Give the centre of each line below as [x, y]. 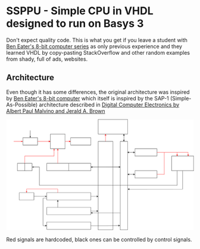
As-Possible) [22, 105]
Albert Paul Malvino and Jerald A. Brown [56, 111]
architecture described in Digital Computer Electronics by [109, 105]
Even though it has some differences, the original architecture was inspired [98, 92]
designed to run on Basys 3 [75, 23]
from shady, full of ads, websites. [47, 59]
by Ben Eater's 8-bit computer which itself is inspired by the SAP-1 [88, 98]
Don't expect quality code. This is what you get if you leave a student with [97, 40]
